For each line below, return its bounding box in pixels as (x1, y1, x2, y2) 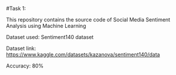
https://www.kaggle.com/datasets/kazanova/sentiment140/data (6, 51, 160, 58)
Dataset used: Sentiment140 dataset (6, 34, 94, 40)
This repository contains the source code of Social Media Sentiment (6, 16, 171, 23)
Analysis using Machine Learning (6, 23, 86, 29)
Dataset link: (6, 45, 36, 52)
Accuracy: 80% (6, 62, 44, 69)
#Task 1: (6, 5, 26, 12)
